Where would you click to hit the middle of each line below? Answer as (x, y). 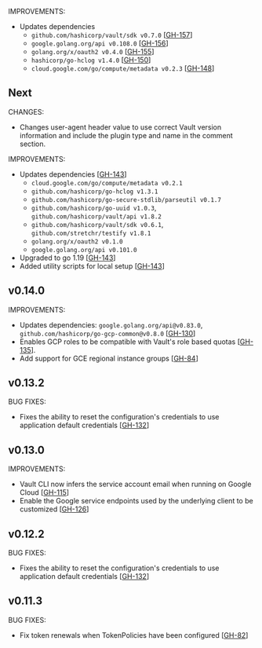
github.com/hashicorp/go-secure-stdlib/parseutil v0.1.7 (126, 200)
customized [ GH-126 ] (54, 509)
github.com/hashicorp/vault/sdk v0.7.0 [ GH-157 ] (112, 35)
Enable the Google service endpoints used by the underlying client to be (136, 501)
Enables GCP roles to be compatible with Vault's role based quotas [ (130, 342)
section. (33, 144)
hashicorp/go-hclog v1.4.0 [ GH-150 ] (91, 60)
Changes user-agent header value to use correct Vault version (120, 127)
